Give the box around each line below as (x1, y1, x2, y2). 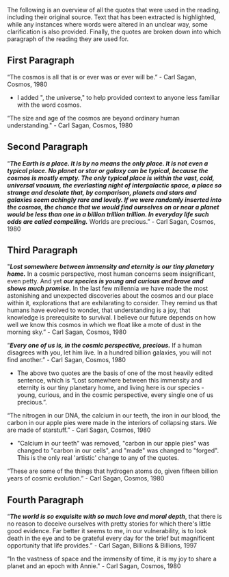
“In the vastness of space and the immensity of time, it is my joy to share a (7, 554, 217, 563)
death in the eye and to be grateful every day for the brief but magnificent (7, 534, 215, 543)
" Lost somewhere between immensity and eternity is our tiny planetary (7, 263, 215, 271)
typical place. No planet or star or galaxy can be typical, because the (7, 166, 208, 175)
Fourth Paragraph (7, 494, 84, 506)
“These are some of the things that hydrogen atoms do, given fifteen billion (7, 467, 219, 475)
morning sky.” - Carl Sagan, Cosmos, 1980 (7, 328, 126, 336)
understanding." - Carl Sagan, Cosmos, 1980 (7, 121, 133, 129)
